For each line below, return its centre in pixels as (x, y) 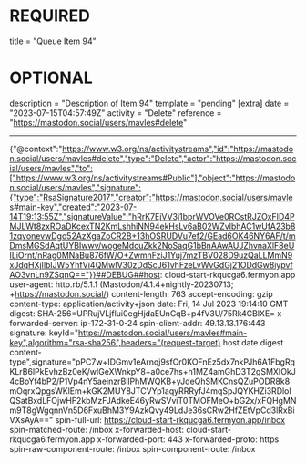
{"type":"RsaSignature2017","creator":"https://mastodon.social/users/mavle (151, 197)
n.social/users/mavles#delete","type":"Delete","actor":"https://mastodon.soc (153, 158)
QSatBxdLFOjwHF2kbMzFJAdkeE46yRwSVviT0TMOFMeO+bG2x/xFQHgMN (153, 400)
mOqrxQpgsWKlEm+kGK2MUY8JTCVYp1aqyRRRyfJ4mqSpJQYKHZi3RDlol (150, 391)
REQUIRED (50, 16)
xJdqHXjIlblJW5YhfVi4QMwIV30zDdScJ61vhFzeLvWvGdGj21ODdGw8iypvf (151, 264)
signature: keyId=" (44, 333)
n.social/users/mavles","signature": (75, 187)
